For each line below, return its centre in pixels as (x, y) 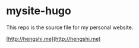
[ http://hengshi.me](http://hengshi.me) (53, 39)
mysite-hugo (39, 11)
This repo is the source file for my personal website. (70, 27)
